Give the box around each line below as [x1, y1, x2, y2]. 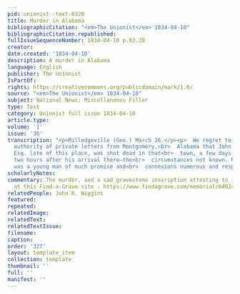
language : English [7, 64, 62, 71]
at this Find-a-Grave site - [14, 183, 101, 190]
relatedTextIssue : [7, 223, 62, 230]
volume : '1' [7, 123, 43, 131]
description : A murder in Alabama [7, 57, 111, 64]
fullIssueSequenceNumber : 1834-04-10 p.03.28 [7, 37, 145, 44]
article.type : [7, 116, 50, 123]
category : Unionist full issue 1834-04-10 [7, 110, 136, 117]
